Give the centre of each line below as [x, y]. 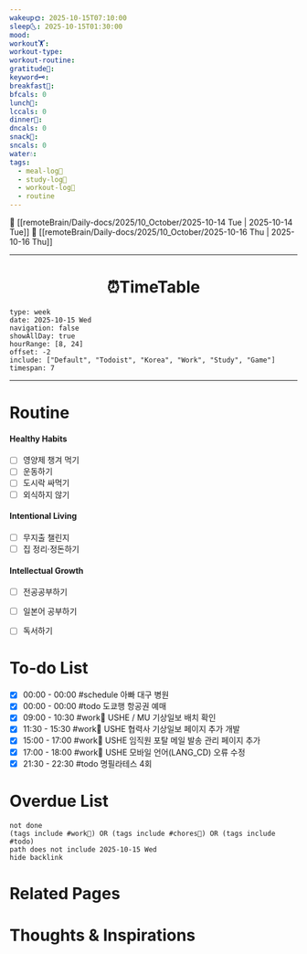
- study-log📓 [42, 179]
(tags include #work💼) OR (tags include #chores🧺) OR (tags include [143, 833]
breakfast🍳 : [32, 86]
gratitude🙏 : [32, 69]
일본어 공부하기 [50, 611]
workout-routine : [42, 60]
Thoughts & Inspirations [103, 935]
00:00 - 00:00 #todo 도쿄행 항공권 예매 [95, 706]
